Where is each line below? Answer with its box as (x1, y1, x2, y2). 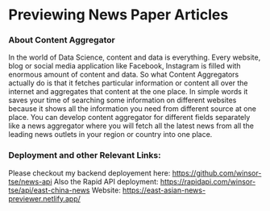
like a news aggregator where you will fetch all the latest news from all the (8, 121, 254, 130)
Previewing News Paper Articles (8, 6, 229, 24)
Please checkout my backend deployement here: (8, 168, 171, 178)
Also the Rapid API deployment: (53, 176, 159, 186)
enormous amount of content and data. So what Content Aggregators (8, 70, 239, 80)
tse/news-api (8, 176, 52, 186)
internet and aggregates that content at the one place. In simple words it (8, 87, 248, 97)
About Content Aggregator (8, 35, 115, 46)
